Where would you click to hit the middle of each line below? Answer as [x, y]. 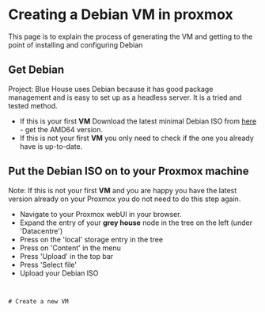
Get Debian [36, 70]
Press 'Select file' [48, 264]
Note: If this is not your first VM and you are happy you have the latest [123, 190]
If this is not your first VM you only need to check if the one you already [137, 138]
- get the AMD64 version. [61, 129]
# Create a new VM [38, 301]
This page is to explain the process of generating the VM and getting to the [131, 36]
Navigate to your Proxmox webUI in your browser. [100, 214]
